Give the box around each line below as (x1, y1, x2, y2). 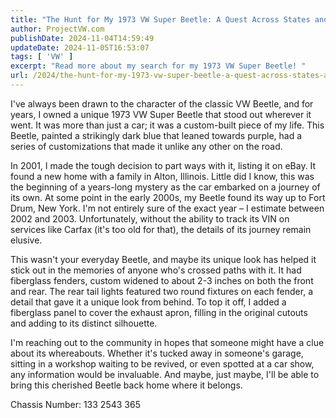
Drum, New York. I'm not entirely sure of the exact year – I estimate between (10, 202, 325, 214)
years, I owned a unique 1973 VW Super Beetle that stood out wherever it (10, 108, 312, 120)
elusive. (10, 234, 43, 246)
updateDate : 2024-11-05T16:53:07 (10, 42, 150, 53)
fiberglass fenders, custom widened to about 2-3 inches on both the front (10, 274, 314, 286)
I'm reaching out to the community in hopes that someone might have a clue (10, 336, 325, 348)
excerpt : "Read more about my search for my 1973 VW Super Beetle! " (10, 61, 307, 71)
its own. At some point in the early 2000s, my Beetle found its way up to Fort (10, 191, 326, 203)
